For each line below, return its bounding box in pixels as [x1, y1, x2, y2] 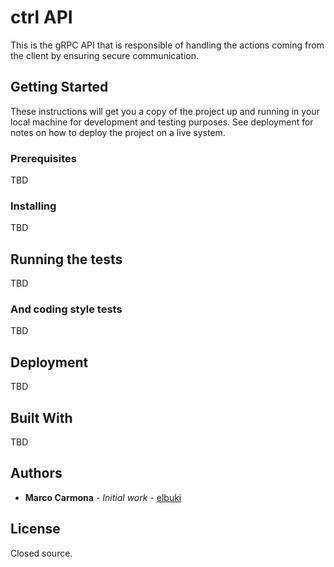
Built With [10, 409, 73, 426]
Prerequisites [10, 151, 77, 165]
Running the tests [10, 251, 123, 268]
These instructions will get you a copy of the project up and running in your [10, 105, 320, 117]
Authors [10, 465, 63, 482]
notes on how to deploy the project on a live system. [10, 126, 226, 138]
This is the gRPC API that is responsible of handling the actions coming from [10, 39, 325, 51]
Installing [10, 199, 57, 213]
